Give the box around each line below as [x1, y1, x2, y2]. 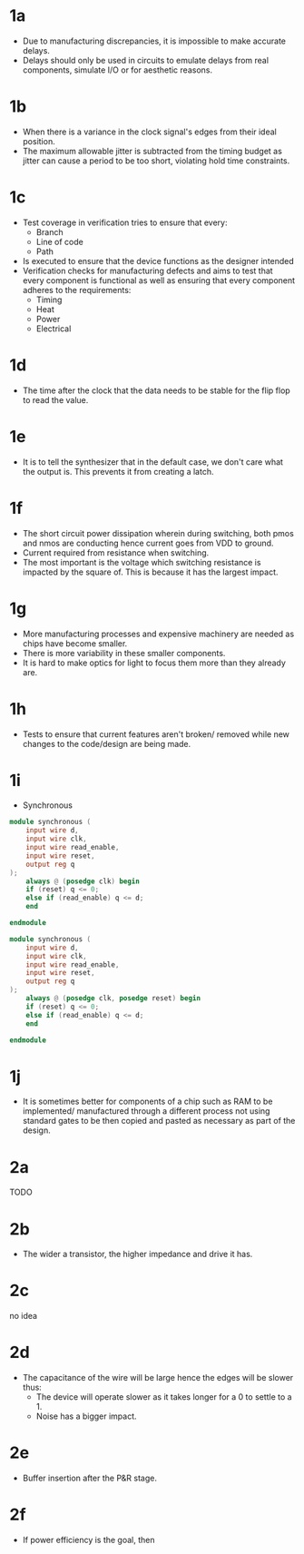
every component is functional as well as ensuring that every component [22, 274, 296, 286]
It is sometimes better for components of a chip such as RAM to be [22, 1096, 273, 1107]
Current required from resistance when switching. [22, 546, 210, 558]
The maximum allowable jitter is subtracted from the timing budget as [22, 145, 283, 156]
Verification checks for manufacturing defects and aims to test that [22, 265, 274, 276]
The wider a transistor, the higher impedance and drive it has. [22, 1249, 253, 1260]
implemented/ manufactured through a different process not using [22, 1106, 270, 1116]
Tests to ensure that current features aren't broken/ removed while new [22, 728, 290, 740]
